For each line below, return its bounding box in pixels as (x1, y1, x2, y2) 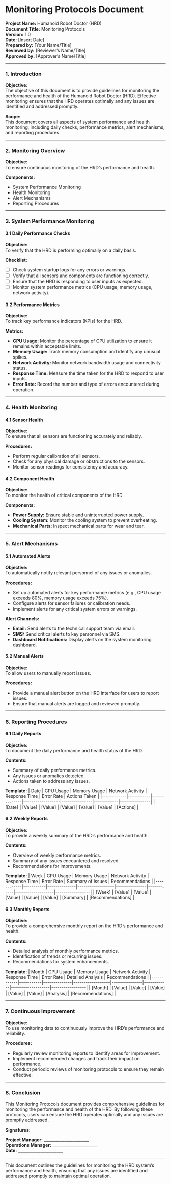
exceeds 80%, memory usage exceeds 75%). (12, 595, 108, 601)
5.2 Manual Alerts (5, 653, 44, 659)
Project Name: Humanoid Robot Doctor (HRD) (5, 20, 102, 26)
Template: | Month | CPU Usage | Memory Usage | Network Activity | (5, 969, 151, 975)
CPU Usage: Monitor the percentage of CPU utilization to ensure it (12, 338, 152, 344)
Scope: (5, 114, 21, 120)
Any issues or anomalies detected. (12, 773, 85, 779)
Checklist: (5, 257, 28, 263)
